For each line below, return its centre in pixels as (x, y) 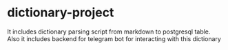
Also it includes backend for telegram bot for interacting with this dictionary (114, 38)
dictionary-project (61, 13)
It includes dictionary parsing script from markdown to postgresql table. (109, 32)
